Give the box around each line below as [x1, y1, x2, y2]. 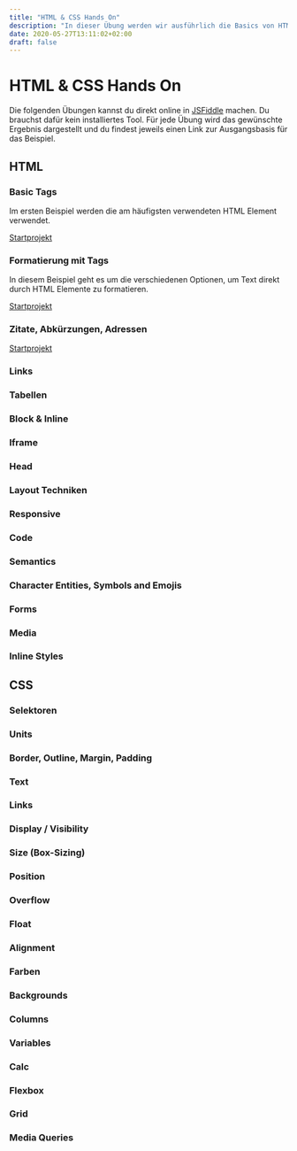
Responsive [9, 507, 61, 520]
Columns [9, 1013, 49, 1025]
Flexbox [9, 1084, 44, 1096]
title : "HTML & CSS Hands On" [9, 12, 121, 22]
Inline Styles [9, 650, 64, 662]
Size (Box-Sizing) [9, 846, 86, 859]
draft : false [9, 37, 57, 47]
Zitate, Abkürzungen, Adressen [9, 323, 148, 336]
